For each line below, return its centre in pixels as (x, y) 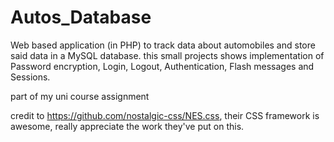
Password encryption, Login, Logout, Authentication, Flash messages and (162, 66)
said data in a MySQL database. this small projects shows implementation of (167, 55)
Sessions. (30, 77)
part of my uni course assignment (80, 96)
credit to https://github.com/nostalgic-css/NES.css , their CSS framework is (165, 115)
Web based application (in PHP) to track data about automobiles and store (163, 45)
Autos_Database (81, 17)
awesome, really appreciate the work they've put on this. (127, 126)
